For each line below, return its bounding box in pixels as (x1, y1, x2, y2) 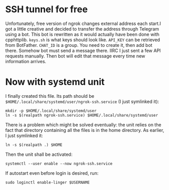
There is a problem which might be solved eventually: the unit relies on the (5, 121, 161, 128)
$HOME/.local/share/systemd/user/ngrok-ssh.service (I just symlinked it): (5, 98, 159, 104)
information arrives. (5, 58, 47, 64)
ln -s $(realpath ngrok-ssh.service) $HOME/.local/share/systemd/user (5, 113, 158, 118)
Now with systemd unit (5, 76, 105, 88)
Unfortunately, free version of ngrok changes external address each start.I (5, 20, 161, 26)
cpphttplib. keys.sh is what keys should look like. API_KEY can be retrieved (5, 37, 160, 43)
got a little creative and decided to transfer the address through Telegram (5, 25, 159, 32)
